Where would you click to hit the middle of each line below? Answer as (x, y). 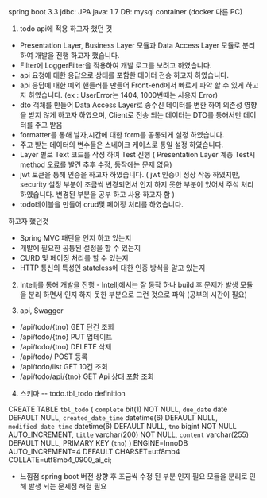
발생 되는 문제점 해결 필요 (68, 486)
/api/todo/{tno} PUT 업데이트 (66, 337)
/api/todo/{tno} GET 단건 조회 (67, 327)
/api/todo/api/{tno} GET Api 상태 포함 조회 (87, 376)
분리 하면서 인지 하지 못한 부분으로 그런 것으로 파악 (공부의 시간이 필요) (138, 295)
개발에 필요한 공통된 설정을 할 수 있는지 (80, 248)
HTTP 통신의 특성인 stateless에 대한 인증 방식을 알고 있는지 (112, 268)
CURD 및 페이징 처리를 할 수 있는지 (74, 258)
